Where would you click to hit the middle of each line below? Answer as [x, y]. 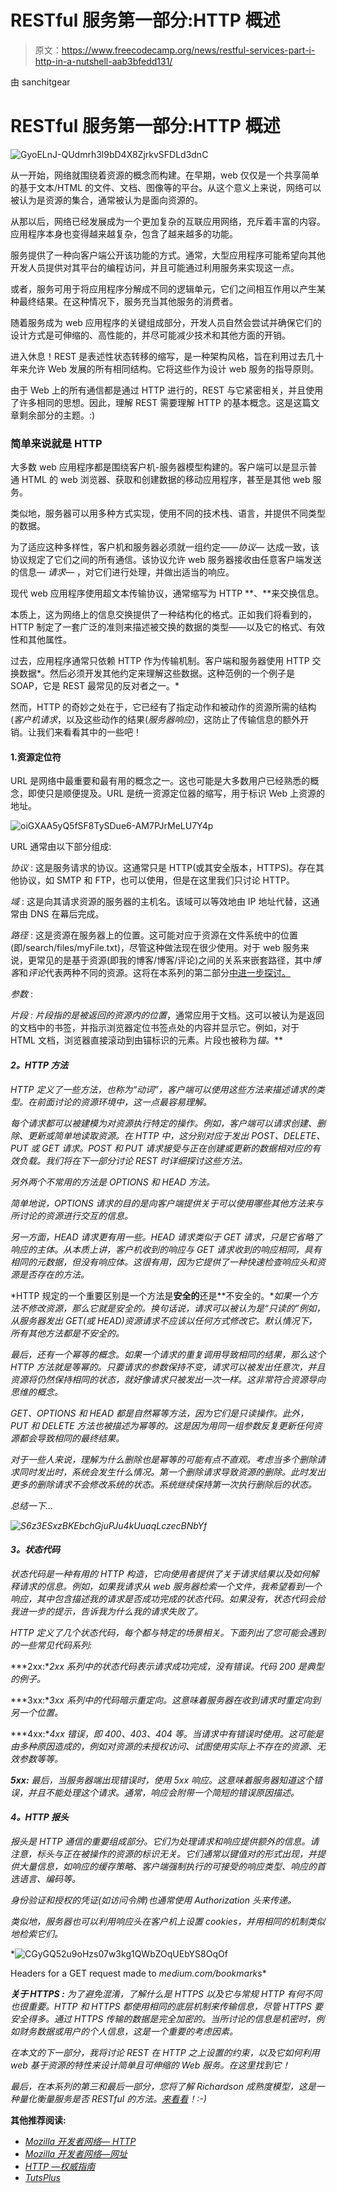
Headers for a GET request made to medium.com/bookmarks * [138, 1973]
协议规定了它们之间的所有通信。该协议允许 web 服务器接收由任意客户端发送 [166, 560]
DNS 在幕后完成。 [67, 914]
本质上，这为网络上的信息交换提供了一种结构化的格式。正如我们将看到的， [163, 615]
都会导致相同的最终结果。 [71, 1438]
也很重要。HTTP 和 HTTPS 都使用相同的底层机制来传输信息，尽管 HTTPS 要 [166, 2006]
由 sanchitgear [40, 82]
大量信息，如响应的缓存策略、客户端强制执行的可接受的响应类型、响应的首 [172, 1866]
